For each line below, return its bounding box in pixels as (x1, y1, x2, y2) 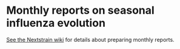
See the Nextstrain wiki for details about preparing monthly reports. (6, 36, 175, 43)
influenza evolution (6, 16, 106, 30)
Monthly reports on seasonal (6, 4, 155, 17)
